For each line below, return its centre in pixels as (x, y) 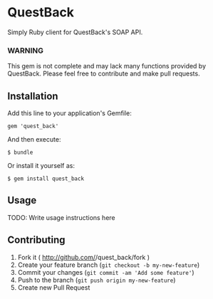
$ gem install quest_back (46, 179)
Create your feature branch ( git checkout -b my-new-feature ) (109, 265)
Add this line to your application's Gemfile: (69, 113)
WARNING (26, 51)
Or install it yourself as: (41, 166)
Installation (33, 96)
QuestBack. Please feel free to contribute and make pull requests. (104, 74)
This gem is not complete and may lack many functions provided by (107, 66)
